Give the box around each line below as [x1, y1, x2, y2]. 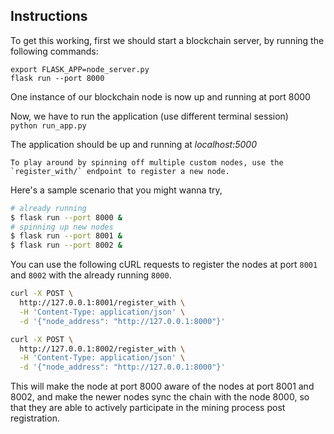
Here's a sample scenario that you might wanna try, [10, 184, 223, 196]
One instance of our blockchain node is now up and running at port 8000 [10, 90, 311, 103]
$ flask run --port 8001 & [10, 231, 123, 241]
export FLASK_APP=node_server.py [10, 64, 150, 74]
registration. [10, 412, 60, 424]
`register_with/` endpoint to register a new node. [10, 166, 230, 176]
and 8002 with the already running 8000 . [10, 269, 172, 281]
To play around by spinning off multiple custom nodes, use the [10, 157, 284, 168]
